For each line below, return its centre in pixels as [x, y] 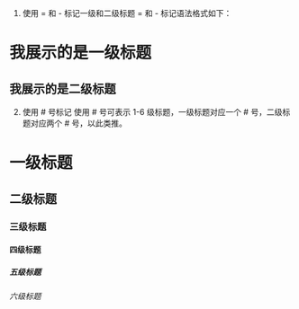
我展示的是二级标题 [63, 88]
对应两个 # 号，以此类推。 [79, 123]
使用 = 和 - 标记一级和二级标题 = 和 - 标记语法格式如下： [127, 13]
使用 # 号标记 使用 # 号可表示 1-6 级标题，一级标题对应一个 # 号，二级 [152, 112]
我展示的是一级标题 [81, 53]
